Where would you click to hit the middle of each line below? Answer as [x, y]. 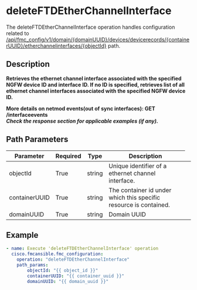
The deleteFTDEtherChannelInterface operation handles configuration [91, 27]
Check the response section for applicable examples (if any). [82, 121]
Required [68, 156]
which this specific [134, 197]
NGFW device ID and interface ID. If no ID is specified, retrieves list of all [95, 85]
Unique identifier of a [137, 166]
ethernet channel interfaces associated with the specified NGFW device [96, 91]
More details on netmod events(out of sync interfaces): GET [81, 108]
